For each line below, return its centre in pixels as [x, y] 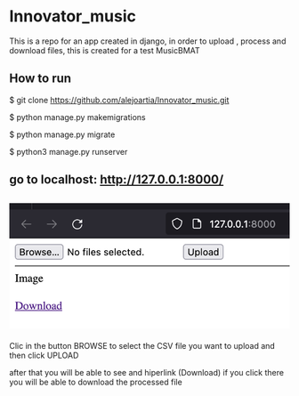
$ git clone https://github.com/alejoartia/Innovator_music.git [119, 100]
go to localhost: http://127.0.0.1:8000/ [117, 180]
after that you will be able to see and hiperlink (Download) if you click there [147, 373]
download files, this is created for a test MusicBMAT [105, 50]
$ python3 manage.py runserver [69, 151]
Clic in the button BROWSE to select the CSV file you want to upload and [142, 346]
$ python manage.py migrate [62, 134]
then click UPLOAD [44, 356]
